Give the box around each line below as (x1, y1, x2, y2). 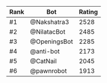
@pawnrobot (30, 67, 67, 75)
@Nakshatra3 (30, 18, 70, 26)
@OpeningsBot (30, 37, 74, 46)
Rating (79, 8, 99, 16)
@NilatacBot (30, 28, 65, 35)
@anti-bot (30, 48, 60, 55)
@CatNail (30, 57, 57, 65)
